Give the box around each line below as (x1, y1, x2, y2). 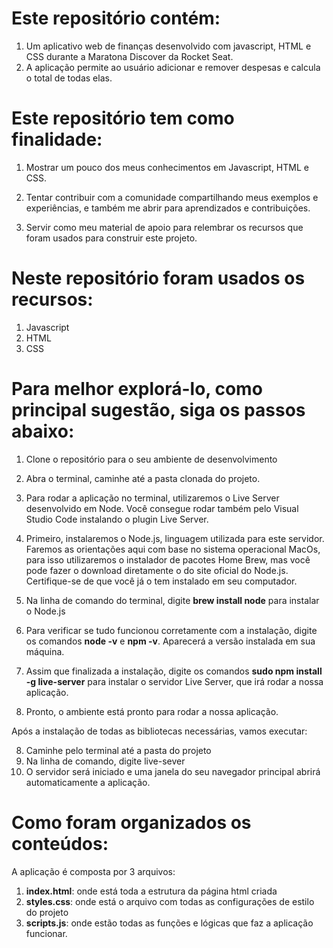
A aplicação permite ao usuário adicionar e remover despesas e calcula (25, 61, 321, 73)
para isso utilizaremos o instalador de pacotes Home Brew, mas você (25, 553, 311, 566)
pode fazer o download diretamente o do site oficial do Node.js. (25, 564, 289, 576)
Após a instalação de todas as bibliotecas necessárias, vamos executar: (11, 725, 308, 737)
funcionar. (25, 927, 68, 939)
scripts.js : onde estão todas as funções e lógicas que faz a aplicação (25, 917, 314, 929)
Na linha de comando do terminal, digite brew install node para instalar (25, 594, 320, 606)
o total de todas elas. (25, 72, 113, 84)
